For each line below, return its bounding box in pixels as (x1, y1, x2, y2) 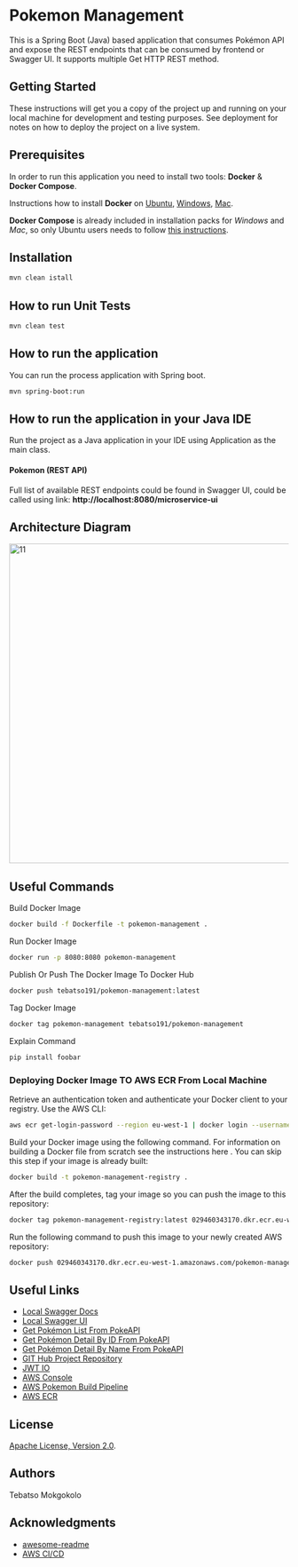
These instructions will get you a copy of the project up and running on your (9, 103, 286, 114)
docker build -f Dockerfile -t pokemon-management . (9, 920, 208, 929)
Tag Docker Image (9, 1002, 77, 1013)
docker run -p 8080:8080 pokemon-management (9, 954, 176, 962)
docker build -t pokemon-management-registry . (9, 1173, 189, 1182)
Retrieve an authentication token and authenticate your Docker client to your (9, 1094, 288, 1104)
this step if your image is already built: (9, 1155, 149, 1166)
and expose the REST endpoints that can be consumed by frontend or (9, 44, 264, 54)
